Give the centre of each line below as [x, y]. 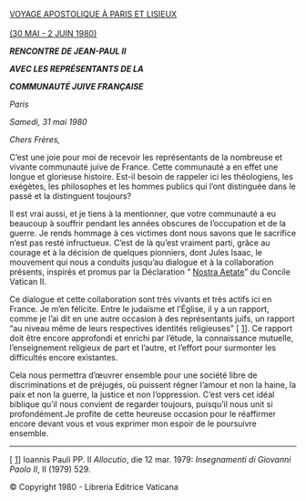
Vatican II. [28, 282]
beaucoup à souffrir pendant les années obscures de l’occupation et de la [148, 223]
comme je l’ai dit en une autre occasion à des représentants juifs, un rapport [152, 318]
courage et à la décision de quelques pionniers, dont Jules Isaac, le [136, 252]
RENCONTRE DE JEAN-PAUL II [68, 51]
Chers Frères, [35, 140]
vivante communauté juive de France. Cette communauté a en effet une [144, 167]
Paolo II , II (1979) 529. [50, 469]
